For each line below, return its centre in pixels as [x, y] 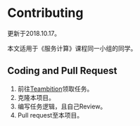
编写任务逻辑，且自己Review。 [62, 106]
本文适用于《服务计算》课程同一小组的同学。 [72, 48]
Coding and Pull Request [62, 71]
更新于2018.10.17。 [34, 33]
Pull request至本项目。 [50, 115]
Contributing [45, 13]
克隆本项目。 [36, 97]
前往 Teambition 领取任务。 [55, 89]
